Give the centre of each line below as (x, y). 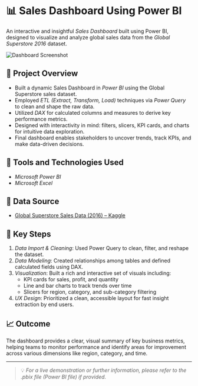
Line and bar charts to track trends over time (77, 286)
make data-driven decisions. (49, 144)
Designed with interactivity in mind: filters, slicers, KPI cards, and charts (102, 125)
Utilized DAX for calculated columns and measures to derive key (93, 112)
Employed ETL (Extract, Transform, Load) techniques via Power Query (100, 100)
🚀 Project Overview (42, 74)
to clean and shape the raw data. (55, 107)
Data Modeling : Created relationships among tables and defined (93, 261)
